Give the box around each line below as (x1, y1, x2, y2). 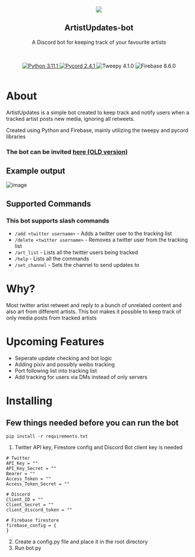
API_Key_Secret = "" (6, 466, 57, 472)
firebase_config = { (6, 523, 57, 529)
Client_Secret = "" (6, 502, 54, 508)
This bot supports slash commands (6, 216, 110, 224)
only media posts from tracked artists (6, 314, 97, 321)
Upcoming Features (6, 335, 105, 349)
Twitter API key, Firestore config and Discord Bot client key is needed (14, 444, 183, 451)
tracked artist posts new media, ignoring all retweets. (6, 115, 135, 122)
